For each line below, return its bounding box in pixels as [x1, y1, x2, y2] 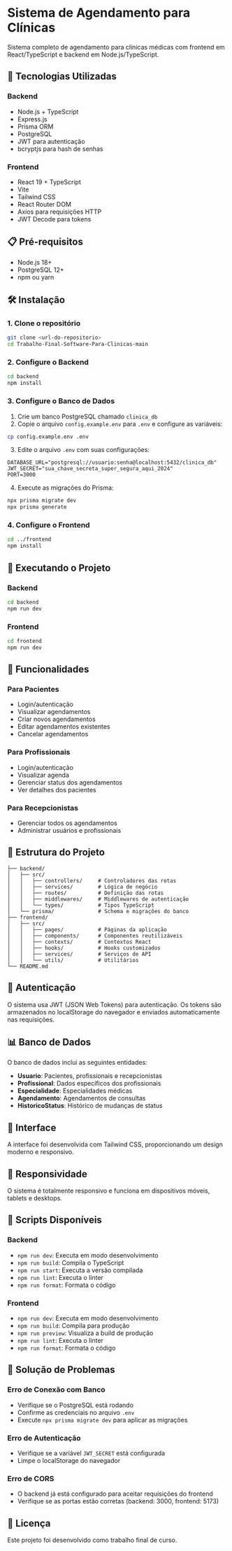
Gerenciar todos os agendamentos [17, 819, 117, 827]
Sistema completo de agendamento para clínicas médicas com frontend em [7, 43, 225, 51]
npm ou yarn [17, 272, 55, 281]
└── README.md [7, 963, 49, 970]
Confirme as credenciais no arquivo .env [17, 1408, 135, 1416]
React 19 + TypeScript [17, 177, 82, 186]
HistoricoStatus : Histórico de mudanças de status [17, 1102, 163, 1110]
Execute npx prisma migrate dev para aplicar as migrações [17, 1415, 188, 1424]
